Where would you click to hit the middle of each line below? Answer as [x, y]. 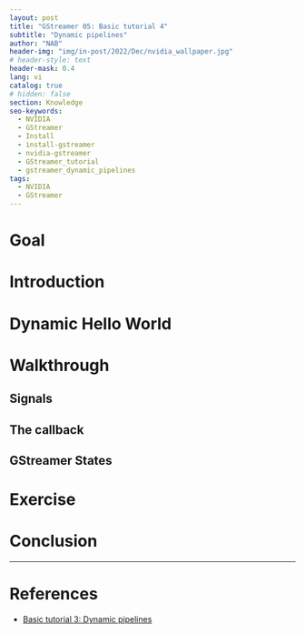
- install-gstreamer [56, 145]
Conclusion [54, 541]
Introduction [57, 282]
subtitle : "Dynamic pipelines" [69, 35]
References [54, 594]
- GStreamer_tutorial [59, 161]
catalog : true [36, 86]
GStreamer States [61, 460]
